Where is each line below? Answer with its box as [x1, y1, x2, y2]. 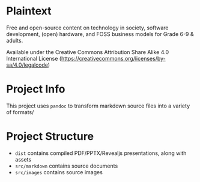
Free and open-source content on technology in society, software [6, 24, 169, 31]
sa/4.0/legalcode [6, 61, 48, 68]
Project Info [6, 82, 65, 96]
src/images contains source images [14, 168, 103, 175]
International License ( [6, 55, 62, 62]
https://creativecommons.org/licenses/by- [61, 55, 166, 62]
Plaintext [6, 4, 52, 18]
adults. [6, 37, 23, 44]
